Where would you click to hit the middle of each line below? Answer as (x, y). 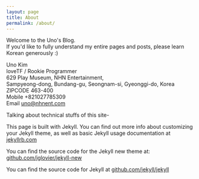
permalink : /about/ (31, 23)
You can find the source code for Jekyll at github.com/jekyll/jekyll (88, 169)
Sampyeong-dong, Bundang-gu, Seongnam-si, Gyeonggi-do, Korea (90, 84)
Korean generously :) (32, 53)
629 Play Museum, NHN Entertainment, (55, 78)
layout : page (23, 12)
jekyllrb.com (22, 140)
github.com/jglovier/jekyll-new (44, 158)
